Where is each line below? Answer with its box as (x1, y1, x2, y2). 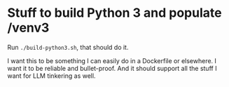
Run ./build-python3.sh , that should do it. (7, 43, 129, 51)
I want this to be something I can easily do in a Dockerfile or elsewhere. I (7, 56, 217, 65)
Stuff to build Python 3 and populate (7, 5, 222, 21)
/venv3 (7, 20, 50, 36)
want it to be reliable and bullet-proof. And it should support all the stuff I (7, 64, 217, 72)
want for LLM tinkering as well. (7, 72, 96, 80)
